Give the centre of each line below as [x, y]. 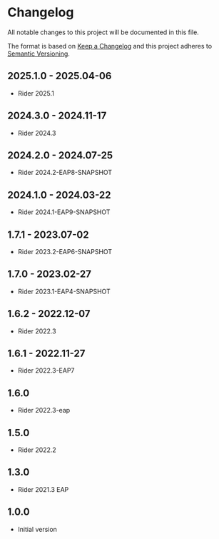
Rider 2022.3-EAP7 [46, 371]
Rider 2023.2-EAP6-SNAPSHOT [65, 252]
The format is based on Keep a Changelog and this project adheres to [110, 46]
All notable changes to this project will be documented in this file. [103, 32]
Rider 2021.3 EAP [43, 489]
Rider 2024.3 [37, 133]
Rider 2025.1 [36, 93]
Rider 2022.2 [37, 450]
